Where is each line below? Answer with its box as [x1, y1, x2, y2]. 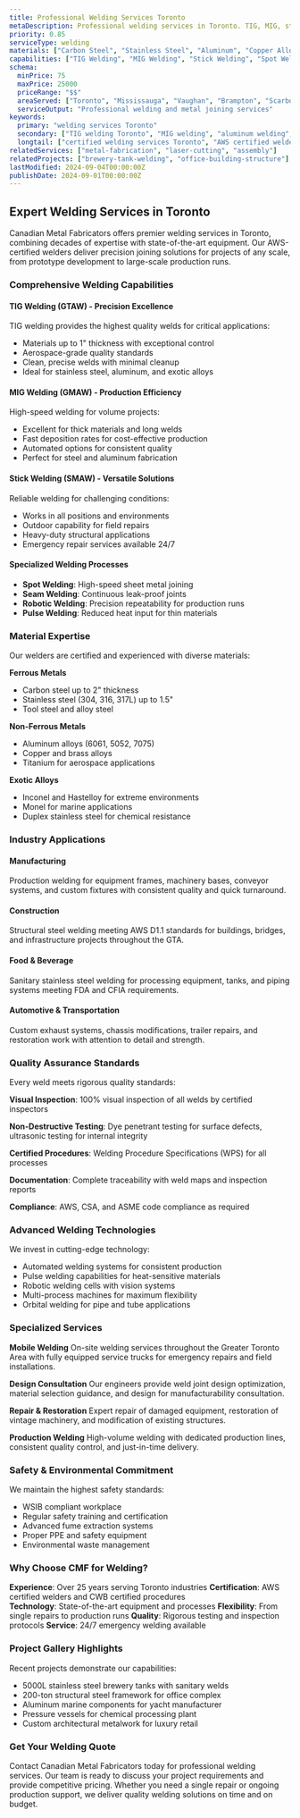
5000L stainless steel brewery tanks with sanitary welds [21, 1679, 229, 1690]
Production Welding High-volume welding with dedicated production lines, [9, 1432, 286, 1443]
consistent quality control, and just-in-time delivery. [9, 1441, 199, 1452]
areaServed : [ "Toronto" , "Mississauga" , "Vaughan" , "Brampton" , [17, 96, 262, 105]
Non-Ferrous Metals [9, 721, 87, 732]
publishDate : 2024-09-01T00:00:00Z [9, 171, 142, 180]
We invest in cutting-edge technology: [9, 1244, 150, 1255]
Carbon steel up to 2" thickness [21, 685, 139, 695]
